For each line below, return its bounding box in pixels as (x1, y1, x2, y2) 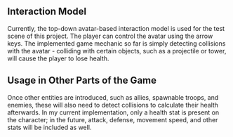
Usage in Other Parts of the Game (7, 74, 157, 86)
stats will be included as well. (7, 123, 92, 131)
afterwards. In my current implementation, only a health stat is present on (7, 108, 220, 117)
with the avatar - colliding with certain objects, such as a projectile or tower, (7, 46, 227, 55)
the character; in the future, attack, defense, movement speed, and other (7, 115, 218, 124)
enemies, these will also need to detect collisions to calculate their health (7, 100, 219, 109)
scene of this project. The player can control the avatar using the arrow (7, 32, 213, 40)
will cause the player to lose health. (7, 54, 109, 63)
